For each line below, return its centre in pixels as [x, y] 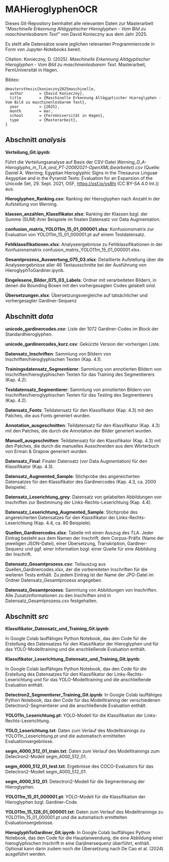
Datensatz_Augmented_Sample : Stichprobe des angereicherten [73, 476]
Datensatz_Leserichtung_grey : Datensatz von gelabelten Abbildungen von [83, 497]
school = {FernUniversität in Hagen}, [57, 115]
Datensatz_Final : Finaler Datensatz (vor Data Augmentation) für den [76, 461]
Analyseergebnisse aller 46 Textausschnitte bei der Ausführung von [76, 265]
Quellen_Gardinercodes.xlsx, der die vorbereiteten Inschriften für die [76, 569]
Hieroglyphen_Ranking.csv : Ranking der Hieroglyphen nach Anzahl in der [83, 199]
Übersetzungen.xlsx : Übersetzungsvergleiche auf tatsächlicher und [76, 295]
